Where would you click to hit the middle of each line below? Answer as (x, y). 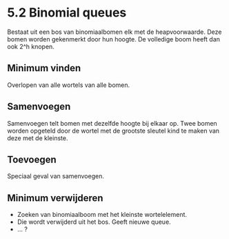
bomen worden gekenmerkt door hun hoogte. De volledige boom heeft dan (114, 39)
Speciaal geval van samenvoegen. (56, 176)
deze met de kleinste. (38, 138)
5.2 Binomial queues (67, 13)
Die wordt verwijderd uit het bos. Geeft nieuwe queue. (94, 222)
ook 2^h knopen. (31, 46)
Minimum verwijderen (55, 198)
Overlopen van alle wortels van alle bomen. (69, 85)
